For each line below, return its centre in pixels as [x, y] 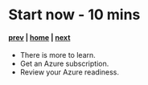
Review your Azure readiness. [69, 72]
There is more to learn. [58, 55]
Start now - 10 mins [74, 15]
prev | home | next [39, 37]
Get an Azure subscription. [64, 64]
